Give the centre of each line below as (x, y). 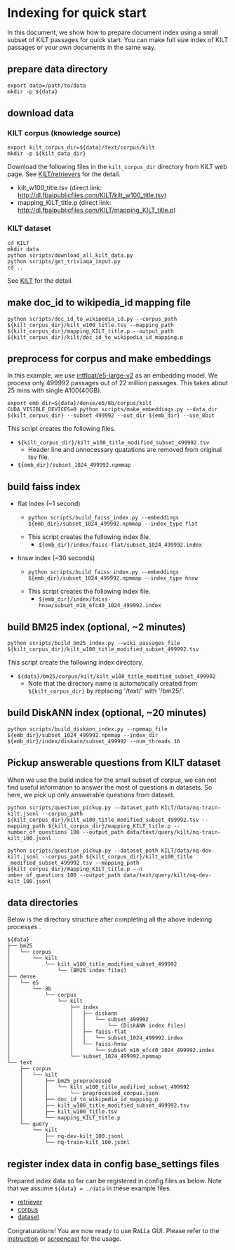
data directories (43, 903)
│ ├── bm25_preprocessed (66, 1081)
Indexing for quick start (77, 13)
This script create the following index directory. (75, 662)
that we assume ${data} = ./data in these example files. (89, 1188)
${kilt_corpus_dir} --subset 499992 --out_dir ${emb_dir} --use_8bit (111, 415)
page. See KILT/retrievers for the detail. (64, 174)
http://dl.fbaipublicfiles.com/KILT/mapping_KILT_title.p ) (97, 210)
